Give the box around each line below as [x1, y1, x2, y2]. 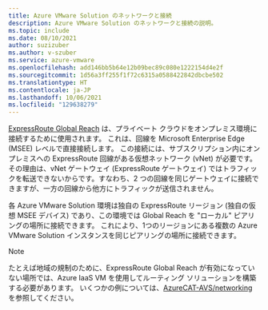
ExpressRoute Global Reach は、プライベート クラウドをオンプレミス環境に [8, 124, 258, 133]
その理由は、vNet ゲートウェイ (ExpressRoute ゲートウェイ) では [8, 164, 222, 173]
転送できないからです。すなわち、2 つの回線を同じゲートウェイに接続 [22, 173, 252, 184]
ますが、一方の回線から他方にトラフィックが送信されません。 [14, 184, 218, 193]
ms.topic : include [8, 26, 70, 34]
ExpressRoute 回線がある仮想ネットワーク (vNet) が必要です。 [51, 153, 258, 164]
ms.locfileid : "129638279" [8, 101, 98, 109]
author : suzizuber [8, 42, 70, 50]
